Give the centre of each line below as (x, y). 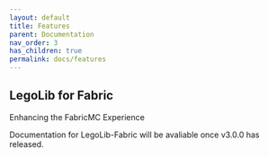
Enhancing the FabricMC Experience (77, 117)
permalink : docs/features (58, 59)
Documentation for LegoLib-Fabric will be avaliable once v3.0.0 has (134, 135)
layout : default (40, 17)
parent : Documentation (52, 34)
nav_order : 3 (34, 43)
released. (27, 144)
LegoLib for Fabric (62, 96)
